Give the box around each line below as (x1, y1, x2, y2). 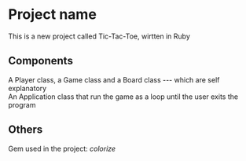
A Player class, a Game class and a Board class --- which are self (8, 75, 220, 84)
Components (8, 54, 73, 68)
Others (8, 123, 43, 137)
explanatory (8, 83, 47, 93)
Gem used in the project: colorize (8, 144, 116, 153)
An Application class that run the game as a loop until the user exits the (8, 92, 238, 101)
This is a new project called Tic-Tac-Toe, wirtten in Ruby (8, 31, 191, 41)
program (8, 100, 36, 109)
